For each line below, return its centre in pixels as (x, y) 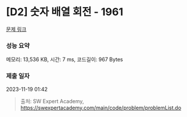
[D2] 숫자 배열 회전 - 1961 (65, 12)
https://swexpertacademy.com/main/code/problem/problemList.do (101, 108)
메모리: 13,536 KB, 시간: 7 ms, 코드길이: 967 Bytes (65, 59)
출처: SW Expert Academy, (52, 101)
